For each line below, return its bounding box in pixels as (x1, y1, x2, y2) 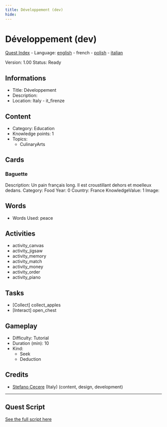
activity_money (12, 264, 44, 270)
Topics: (12, 136, 28, 142)
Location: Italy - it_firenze (12, 98, 65, 104)
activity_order (12, 269, 41, 275)
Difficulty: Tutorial (12, 335, 49, 341)
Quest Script (5, 403, 45, 412)
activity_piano (12, 275, 41, 281)
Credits (5, 371, 29, 379)
